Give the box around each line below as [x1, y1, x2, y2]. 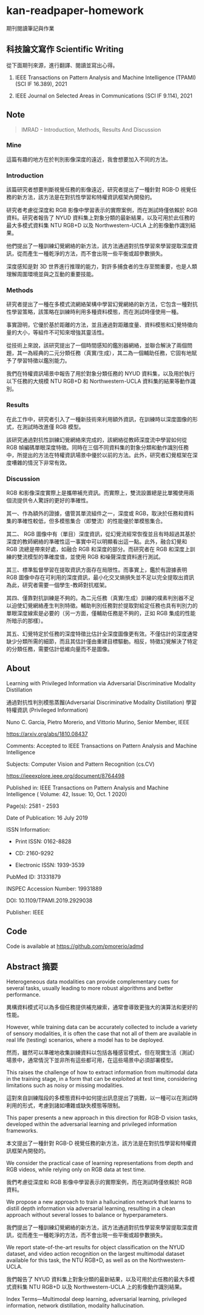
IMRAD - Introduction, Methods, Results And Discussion [21, 126, 161, 133]
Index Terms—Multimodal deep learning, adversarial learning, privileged [6, 1295, 187, 1303]
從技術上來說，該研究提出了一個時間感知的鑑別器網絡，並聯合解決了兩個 [6, 342, 187, 349]
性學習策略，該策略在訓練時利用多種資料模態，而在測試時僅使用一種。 [6, 308, 182, 316]
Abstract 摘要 [6, 961, 58, 972]
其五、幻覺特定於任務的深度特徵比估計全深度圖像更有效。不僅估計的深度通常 [6, 630, 198, 638]
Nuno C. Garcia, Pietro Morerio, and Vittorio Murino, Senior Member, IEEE [6, 718, 190, 725]
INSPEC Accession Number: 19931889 [6, 885, 102, 892]
